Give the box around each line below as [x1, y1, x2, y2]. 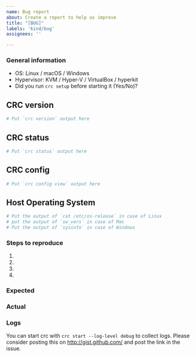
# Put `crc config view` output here [6, 181, 101, 187]
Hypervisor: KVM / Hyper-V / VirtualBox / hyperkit [14, 76, 138, 83]
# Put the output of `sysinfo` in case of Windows [6, 224, 135, 231]
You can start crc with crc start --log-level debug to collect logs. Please [6, 332, 190, 340]
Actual [6, 302, 26, 311]
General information [6, 56, 66, 65]
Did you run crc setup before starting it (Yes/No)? [14, 82, 138, 90]
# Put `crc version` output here [6, 116, 90, 122]
